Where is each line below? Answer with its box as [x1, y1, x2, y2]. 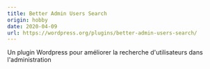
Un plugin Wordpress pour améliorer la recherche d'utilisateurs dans [7, 48, 203, 57]
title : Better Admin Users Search [7, 10, 108, 17]
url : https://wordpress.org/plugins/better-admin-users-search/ [7, 29, 197, 37]
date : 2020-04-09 [7, 23, 58, 30]
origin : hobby [7, 17, 49, 23]
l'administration [7, 56, 52, 64]
